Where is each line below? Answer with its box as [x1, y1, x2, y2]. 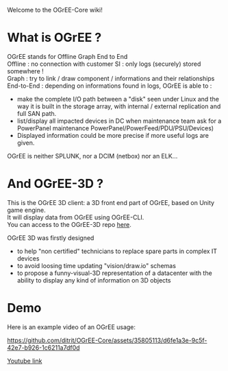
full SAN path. [16, 109, 57, 117]
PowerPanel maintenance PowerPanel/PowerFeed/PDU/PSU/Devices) [16, 123, 214, 132]
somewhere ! [7, 67, 45, 75]
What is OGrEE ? [7, 30, 102, 45]
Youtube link [7, 357, 42, 365]
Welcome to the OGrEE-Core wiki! [7, 6, 103, 14]
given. [16, 139, 35, 147]
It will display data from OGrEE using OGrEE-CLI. [7, 213, 144, 222]
